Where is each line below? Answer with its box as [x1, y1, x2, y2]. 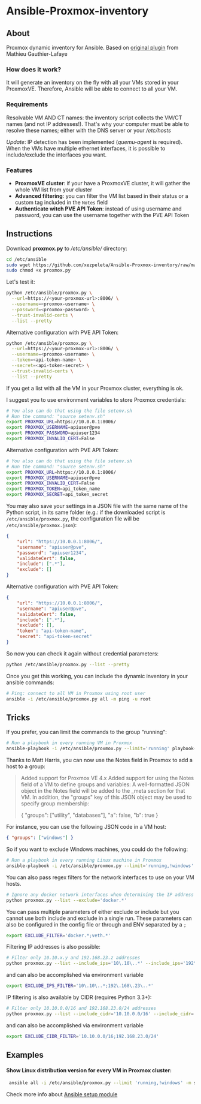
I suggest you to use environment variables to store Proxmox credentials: [6, 396, 187, 403]
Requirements [6, 100, 48, 109]
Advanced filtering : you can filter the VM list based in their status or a [14, 192, 188, 199]
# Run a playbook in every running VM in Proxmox [6, 740, 133, 746]
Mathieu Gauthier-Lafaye [6, 50, 68, 58]
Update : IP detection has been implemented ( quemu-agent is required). [6, 138, 182, 145]
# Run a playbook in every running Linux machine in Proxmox [6, 858, 162, 864]
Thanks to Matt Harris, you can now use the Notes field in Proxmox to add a [6, 757, 193, 764]
